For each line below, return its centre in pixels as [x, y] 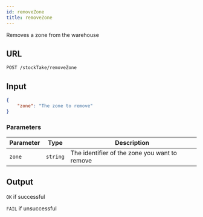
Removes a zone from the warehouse [53, 35]
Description [132, 143]
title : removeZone [29, 18]
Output [20, 182]
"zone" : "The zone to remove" [55, 106]
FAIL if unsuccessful [32, 208]
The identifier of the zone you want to [124, 153]
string [55, 157]
